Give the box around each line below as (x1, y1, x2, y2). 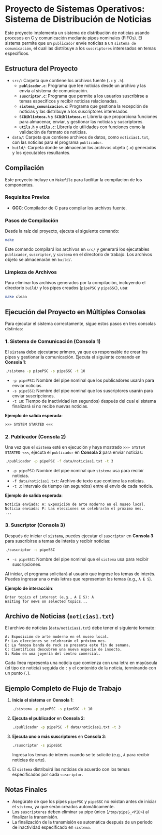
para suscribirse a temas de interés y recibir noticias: (5, 538, 111, 544)
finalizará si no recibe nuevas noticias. (12, 403, 88, 409)
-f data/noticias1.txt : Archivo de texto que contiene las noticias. (12, 478, 145, 484)
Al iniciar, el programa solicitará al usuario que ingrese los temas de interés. (5, 571, 156, 577)
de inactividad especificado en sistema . (12, 824, 91, 830)
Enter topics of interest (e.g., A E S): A (5, 595, 94, 599)
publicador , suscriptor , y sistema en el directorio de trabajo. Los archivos (5, 252, 152, 257)
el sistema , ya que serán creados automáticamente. (12, 803, 115, 809)
